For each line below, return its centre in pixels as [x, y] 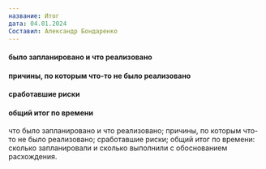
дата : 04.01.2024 [38, 24]
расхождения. [33, 157]
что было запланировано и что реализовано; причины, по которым [125, 131]
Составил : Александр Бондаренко [63, 31]
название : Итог [34, 16]
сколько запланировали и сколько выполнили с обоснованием [118, 148]
